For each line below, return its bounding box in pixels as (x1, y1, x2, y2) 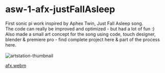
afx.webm (5, 62, 27, 68)
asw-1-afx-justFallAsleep (5, 4, 115, 15)
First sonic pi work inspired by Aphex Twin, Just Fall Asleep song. (5, 20, 144, 26)
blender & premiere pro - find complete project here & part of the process (5, 36, 160, 43)
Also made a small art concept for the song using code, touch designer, (5, 31, 156, 37)
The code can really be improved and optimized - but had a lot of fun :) (5, 25, 155, 31)
